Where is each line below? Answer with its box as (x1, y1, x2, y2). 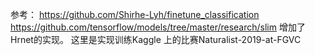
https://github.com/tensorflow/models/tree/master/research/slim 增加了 (10, 21, 306, 33)
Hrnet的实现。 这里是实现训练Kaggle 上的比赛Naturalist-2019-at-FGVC (10, 34, 302, 45)
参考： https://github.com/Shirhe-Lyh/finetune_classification (10, 9, 260, 20)
